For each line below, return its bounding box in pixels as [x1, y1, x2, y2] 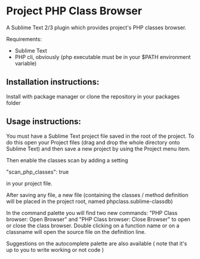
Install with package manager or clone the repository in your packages [6, 92, 180, 100]
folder [6, 99, 21, 106]
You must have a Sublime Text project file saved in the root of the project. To [6, 132, 195, 140]
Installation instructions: [6, 77, 100, 87]
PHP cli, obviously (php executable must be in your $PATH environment [14, 53, 191, 60]
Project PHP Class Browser [6, 4, 142, 18]
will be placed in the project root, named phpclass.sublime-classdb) [6, 198, 173, 205]
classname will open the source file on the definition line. [6, 228, 146, 235]
